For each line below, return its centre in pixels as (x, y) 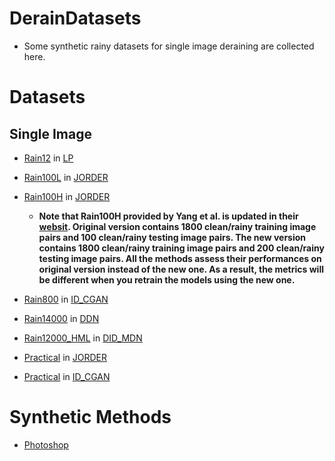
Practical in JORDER (65, 357)
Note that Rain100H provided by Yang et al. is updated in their (168, 216)
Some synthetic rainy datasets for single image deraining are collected (169, 46)
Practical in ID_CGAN (67, 376)
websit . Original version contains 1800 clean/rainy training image (177, 226)
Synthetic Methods (90, 417)
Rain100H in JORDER (67, 196)
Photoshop (46, 444)
